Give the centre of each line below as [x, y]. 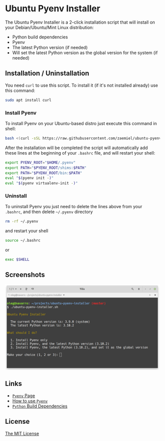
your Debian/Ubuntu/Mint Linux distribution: [50, 27]
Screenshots [25, 275]
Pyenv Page [24, 395]
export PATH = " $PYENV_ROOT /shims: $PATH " [46, 168]
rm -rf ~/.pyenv [22, 221]
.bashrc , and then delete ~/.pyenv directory [49, 212]
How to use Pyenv [30, 401]
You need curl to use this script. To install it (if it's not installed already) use [82, 85]
